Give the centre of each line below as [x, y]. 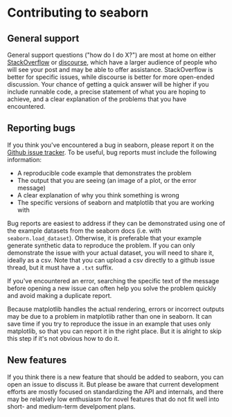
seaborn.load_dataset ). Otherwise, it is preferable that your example [105, 238]
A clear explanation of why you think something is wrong [98, 195]
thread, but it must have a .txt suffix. [60, 267]
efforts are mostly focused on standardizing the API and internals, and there [115, 391]
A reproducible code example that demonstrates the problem [104, 173]
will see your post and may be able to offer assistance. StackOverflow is [110, 70]
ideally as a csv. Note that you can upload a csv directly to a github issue [111, 260]
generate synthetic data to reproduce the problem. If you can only [101, 245]
